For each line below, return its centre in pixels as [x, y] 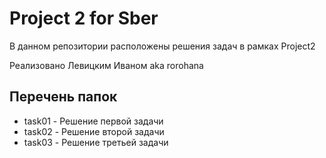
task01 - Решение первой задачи [93, 121]
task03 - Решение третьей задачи [96, 142]
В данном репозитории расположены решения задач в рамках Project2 [162, 46]
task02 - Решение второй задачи [94, 131]
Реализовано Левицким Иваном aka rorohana [106, 65]
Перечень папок [63, 97]
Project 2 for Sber [84, 18]
